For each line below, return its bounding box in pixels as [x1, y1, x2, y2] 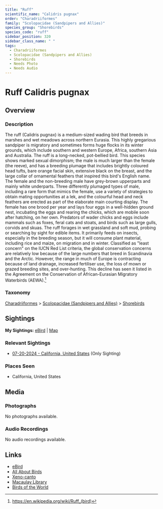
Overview [5, 106, 35, 114]
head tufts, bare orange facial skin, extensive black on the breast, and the [5, 168, 152, 174]
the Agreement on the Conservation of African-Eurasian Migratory [5, 271, 137, 277]
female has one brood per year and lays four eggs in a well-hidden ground [5, 204, 154, 210]
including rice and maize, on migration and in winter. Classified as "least [5, 240, 149, 246]
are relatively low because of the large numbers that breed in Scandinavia [5, 250, 153, 256]
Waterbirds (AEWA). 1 [5, 276, 47, 283]
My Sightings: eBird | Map [5, 327, 58, 333]
